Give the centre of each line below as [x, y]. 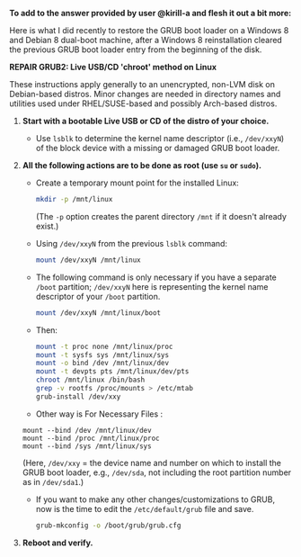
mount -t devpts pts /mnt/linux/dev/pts [112, 372]
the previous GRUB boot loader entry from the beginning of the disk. [136, 49]
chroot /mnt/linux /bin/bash [90, 380]
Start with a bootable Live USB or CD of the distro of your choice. [146, 121]
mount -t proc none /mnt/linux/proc [104, 346]
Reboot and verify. [58, 543]
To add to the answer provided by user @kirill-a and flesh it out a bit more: [150, 13]
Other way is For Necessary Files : [99, 414]
